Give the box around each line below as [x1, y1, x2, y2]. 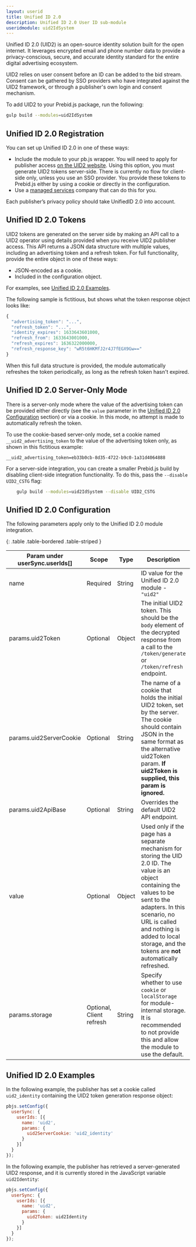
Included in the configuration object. [14, 273, 102, 280]
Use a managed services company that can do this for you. [14, 186, 157, 193]
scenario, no [141, 911, 175, 919]
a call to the [141, 643, 173, 651]
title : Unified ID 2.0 [6, 14, 61, 20]
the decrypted [141, 628, 180, 636]
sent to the [141, 896, 170, 904]
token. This [141, 607, 171, 615]
